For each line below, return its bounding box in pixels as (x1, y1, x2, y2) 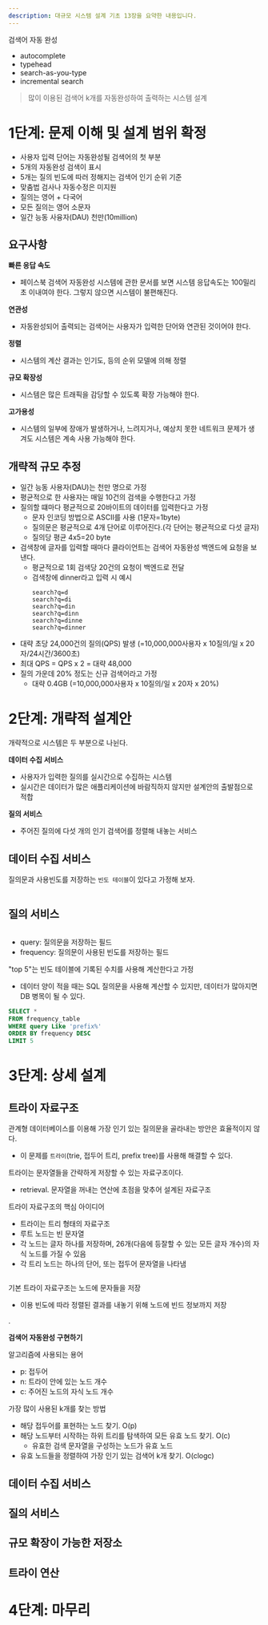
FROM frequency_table (8, 1015, 81, 1023)
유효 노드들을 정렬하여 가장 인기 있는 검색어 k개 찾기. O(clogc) (19, 1451, 214, 1461)
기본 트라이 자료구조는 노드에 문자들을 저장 (8, 1283, 142, 1293)
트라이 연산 (8, 1566, 60, 1579)
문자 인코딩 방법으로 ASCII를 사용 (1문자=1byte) (31, 512, 181, 522)
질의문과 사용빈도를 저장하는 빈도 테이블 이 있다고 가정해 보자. (8, 875, 195, 884)
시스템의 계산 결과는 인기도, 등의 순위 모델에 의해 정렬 (19, 356, 186, 366)
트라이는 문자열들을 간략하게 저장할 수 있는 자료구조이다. (8, 1168, 184, 1178)
